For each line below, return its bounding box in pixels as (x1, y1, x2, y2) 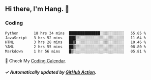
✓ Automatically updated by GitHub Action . (5, 69, 97, 75)
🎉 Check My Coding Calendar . (5, 58, 66, 64)
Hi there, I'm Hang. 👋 (5, 5, 70, 13)
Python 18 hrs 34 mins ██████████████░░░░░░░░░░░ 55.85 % (5, 30, 147, 36)
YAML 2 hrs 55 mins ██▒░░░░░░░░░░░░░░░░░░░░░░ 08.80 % (5, 45, 147, 50)
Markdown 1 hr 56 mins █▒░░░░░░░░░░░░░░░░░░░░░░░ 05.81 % (5, 49, 147, 54)
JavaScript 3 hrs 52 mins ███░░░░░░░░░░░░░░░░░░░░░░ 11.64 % (5, 35, 147, 40)
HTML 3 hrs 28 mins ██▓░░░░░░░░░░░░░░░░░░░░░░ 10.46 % (5, 40, 147, 45)
